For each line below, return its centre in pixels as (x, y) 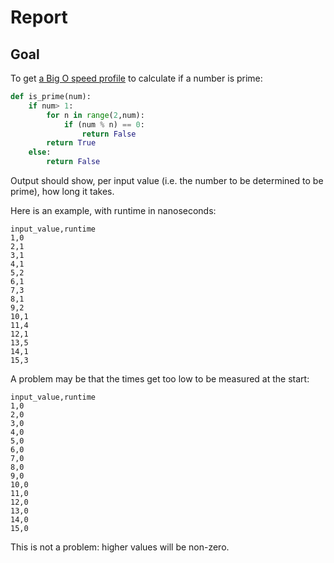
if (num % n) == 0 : (104, 124)
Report (39, 17)
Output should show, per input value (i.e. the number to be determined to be (167, 180)
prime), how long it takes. (62, 191)
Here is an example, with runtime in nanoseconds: (113, 210)
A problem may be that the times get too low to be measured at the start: (160, 379)
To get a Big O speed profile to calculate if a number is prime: (136, 78)
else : (40, 152)
